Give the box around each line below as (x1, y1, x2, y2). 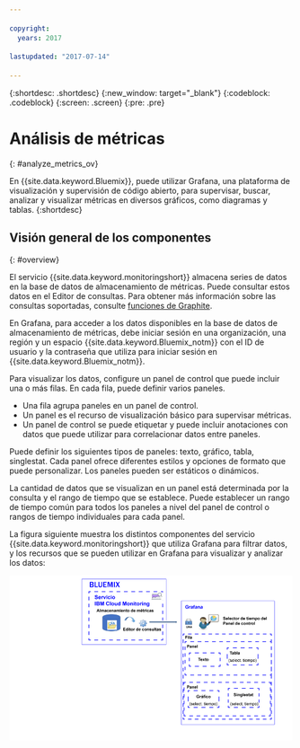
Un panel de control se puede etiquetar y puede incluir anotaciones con (22, 418, 289, 430)
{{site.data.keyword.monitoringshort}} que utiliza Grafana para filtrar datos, (9, 538, 287, 549)
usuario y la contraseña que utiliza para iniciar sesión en (9, 346, 217, 356)
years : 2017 (17, 33, 63, 42)
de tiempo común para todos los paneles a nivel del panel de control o (9, 501, 269, 512)
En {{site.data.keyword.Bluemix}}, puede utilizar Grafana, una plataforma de (9, 175, 290, 186)
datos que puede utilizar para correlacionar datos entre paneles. (22, 428, 260, 439)
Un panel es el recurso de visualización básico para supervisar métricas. (22, 409, 292, 420)
